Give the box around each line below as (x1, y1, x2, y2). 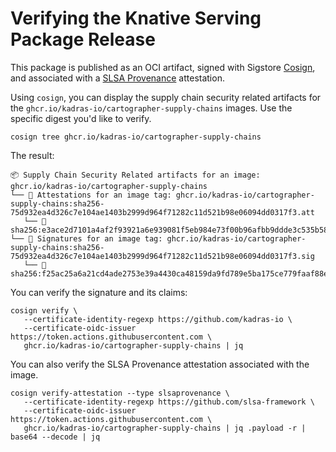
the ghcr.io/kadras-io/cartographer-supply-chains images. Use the (10, 102, 293, 114)
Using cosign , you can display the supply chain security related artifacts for (10, 91, 322, 103)
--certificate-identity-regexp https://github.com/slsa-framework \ (23, 397, 315, 407)
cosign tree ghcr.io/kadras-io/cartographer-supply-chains (10, 132, 262, 142)
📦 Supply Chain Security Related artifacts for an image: (10, 170, 261, 180)
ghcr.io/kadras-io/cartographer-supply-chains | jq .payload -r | (23, 423, 307, 433)
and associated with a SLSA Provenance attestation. (10, 72, 225, 84)
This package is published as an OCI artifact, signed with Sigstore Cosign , (10, 61, 316, 73)
